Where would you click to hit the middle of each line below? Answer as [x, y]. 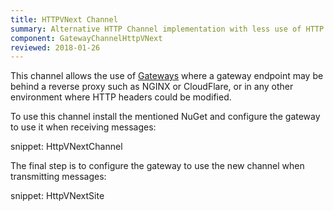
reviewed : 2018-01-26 [55, 47]
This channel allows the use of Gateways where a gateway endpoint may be [167, 76]
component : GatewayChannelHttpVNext [86, 38]
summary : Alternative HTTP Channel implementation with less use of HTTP [167, 29]
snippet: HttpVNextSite [57, 196]
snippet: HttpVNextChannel [66, 147]
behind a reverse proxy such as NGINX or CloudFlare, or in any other [152, 87]
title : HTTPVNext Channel [64, 19]
